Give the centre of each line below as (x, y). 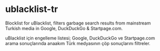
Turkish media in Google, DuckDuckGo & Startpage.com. (64, 28)
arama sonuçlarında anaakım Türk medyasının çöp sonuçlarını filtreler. (78, 43)
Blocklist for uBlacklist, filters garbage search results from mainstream (78, 23)
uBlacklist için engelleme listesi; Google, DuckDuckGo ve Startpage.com (80, 38)
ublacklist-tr (32, 9)
